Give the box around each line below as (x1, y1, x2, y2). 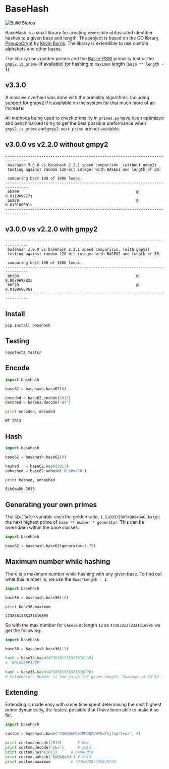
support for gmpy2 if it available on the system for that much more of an (5, 100, 155, 106)
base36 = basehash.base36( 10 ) (5, 595, 69, 600)
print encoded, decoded (5, 409, 55, 415)
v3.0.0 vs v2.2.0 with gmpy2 (5, 224, 98, 233)
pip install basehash (5, 323, 51, 328)
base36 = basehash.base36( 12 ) (5, 647, 69, 652)
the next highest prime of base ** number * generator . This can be (5, 519, 145, 525)
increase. (5, 105, 25, 111)
